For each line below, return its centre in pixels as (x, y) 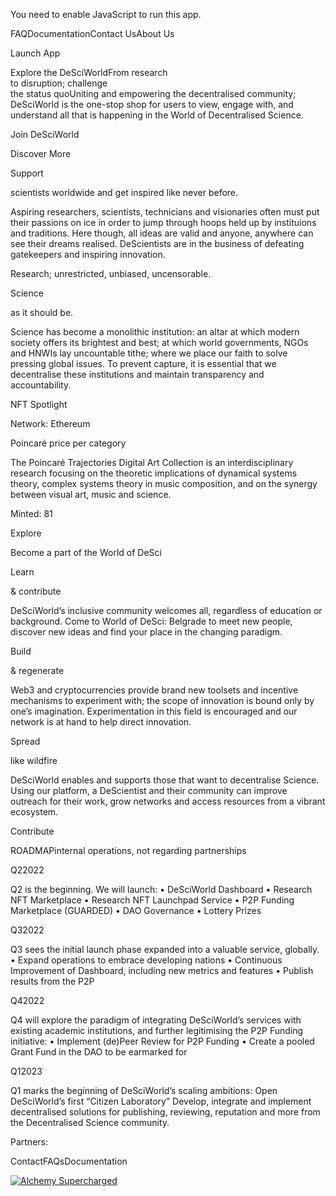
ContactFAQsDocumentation (69, 1161)
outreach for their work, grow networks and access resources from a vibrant (168, 801)
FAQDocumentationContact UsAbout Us (92, 33)
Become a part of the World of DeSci (86, 552)
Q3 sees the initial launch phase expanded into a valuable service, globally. (165, 949)
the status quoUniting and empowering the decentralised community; (153, 93)
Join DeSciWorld (45, 134)
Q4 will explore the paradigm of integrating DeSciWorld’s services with (156, 1020)
